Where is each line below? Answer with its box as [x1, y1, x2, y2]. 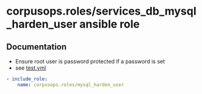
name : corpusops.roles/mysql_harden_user [17, 81, 124, 88]
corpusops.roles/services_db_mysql [6, 4, 197, 18]
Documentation [6, 42, 67, 52]
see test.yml [15, 64, 46, 71]
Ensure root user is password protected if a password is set [15, 58, 165, 65]
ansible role [79, 17, 140, 31]
